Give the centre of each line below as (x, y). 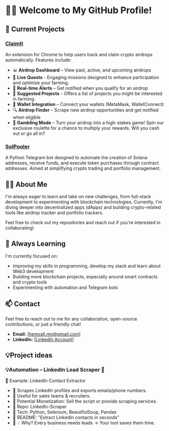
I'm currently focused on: (32, 256)
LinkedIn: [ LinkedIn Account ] (43, 339)
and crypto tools (30, 282)
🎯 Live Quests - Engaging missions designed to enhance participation (86, 77)
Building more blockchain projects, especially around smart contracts (85, 276)
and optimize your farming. (41, 83)
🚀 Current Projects (35, 29)
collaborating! (20, 228)
